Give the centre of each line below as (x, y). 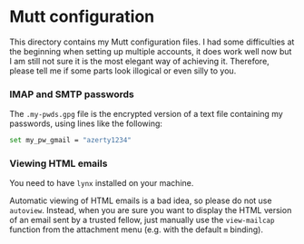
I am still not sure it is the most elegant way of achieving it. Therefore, (139, 61)
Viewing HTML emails (59, 163)
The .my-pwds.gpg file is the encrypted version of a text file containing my (146, 114)
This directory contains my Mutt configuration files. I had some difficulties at (152, 42)
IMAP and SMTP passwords (72, 94)
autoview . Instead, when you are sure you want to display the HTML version (151, 210)
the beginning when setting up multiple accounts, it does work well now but (151, 51)
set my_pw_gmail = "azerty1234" (70, 141)
